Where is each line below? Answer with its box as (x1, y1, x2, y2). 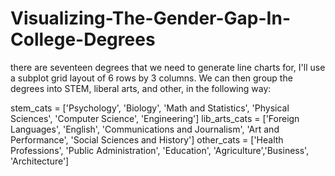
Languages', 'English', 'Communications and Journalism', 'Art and (10, 123, 280, 135)
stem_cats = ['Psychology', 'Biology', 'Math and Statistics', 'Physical (10, 102, 290, 114)
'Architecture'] (10, 155, 70, 167)
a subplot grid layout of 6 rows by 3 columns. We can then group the (10, 72, 293, 84)
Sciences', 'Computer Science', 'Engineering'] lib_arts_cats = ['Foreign (10, 112, 300, 124)
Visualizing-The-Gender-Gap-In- (10, 7, 291, 30)
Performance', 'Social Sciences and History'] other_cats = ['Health (10, 133, 284, 146)
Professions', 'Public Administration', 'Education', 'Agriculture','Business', (10, 144, 310, 156)
